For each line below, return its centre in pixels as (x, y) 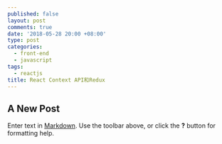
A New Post (34, 108)
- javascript (33, 60)
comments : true (30, 27)
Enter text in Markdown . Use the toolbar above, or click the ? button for (111, 126)
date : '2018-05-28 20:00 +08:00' (57, 34)
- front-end (32, 54)
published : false (33, 14)
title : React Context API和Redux (56, 80)
